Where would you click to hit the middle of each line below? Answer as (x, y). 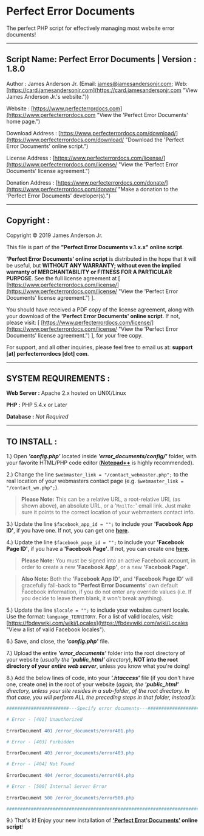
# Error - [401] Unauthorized (45, 720)
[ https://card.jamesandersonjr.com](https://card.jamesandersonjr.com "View (102, 90)
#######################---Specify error (59, 709)
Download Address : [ (33, 133)
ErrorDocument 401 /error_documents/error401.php (70, 731)
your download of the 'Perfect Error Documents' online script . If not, (93, 316)
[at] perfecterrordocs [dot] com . (48, 353)
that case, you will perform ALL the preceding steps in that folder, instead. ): (101, 697)
